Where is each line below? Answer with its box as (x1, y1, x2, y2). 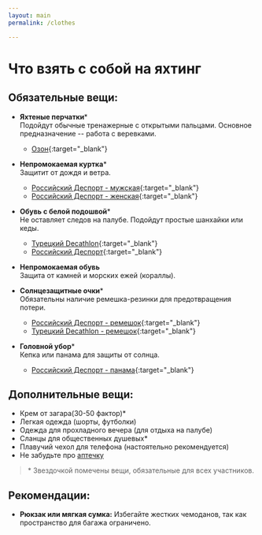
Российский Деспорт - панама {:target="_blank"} (31, 365, 194, 374)
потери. (19, 303, 46, 312)
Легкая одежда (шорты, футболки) (19, 417, 137, 426)
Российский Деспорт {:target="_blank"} (31, 247, 163, 256)
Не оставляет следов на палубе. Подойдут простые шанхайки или (19, 214, 244, 225)
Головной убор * (19, 341, 76, 351)
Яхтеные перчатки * (19, 112, 88, 121)
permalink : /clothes (8, 19, 76, 27)
